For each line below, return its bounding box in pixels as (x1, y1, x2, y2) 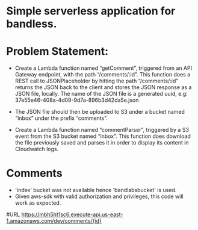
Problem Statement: (6, 45, 109, 58)
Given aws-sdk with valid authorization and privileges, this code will (14, 193, 184, 200)
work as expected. (14, 199, 61, 207)
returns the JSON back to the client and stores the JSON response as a (14, 84, 192, 91)
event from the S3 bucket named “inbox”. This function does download (14, 132, 191, 140)
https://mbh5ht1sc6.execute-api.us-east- (21, 211, 123, 218)
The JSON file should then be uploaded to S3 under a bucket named (14, 108, 185, 116)
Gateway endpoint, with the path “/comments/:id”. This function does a (14, 71, 191, 78)
